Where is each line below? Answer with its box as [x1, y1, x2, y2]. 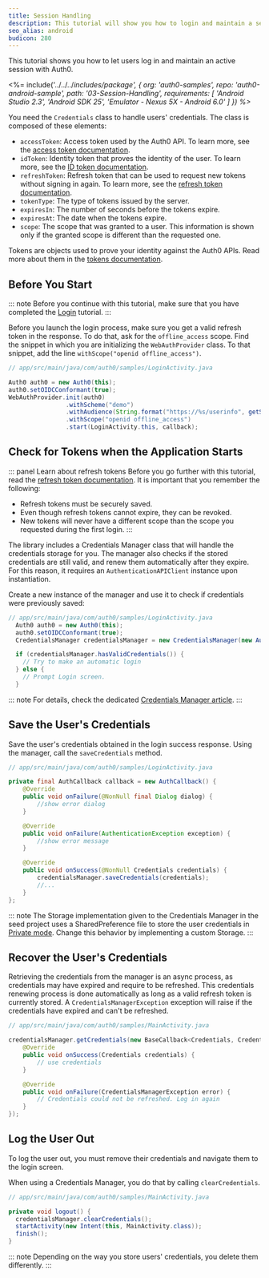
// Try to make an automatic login [22, 658, 142, 666]
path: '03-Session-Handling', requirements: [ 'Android [66, 89, 244, 99]
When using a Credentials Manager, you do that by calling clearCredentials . [8, 1177, 260, 1187]
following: [8, 483, 41, 493]
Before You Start [8, 277, 93, 291]
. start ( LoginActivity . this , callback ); [65, 423, 199, 431]
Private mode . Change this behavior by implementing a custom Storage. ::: [8, 927, 254, 937]
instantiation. [8, 574, 51, 583]
